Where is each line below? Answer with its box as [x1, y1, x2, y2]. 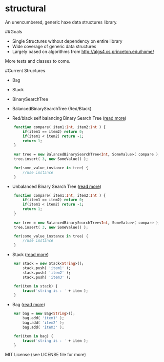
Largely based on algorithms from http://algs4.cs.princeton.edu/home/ [12, 49, 155, 54]
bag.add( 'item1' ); [22, 316, 64, 321]
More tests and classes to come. [5, 58, 71, 64]
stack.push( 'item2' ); [22, 270, 71, 275]
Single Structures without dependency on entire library [12, 38, 123, 44]
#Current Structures [5, 67, 45, 74]
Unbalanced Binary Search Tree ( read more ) [12, 183, 102, 189]
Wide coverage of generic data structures [12, 43, 97, 49]
